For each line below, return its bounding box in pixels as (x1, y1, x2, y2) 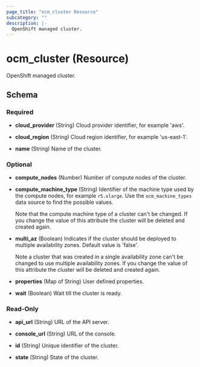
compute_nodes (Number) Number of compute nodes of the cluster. (15, 174, 187, 181)
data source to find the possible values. (15, 198, 114, 206)
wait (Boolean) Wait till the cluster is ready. (15, 289, 122, 297)
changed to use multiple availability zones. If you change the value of (15, 260, 188, 267)
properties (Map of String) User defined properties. (15, 278, 144, 285)
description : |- (6, 20, 47, 26)
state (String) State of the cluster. (15, 354, 99, 361)
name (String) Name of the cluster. (15, 145, 102, 152)
